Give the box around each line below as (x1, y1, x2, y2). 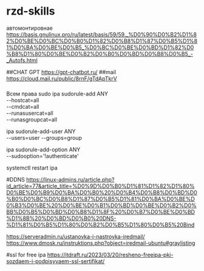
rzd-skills (6, 4, 55, 18)
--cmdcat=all (6, 103, 39, 110)
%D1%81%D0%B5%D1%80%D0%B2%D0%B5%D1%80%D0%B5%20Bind (6, 221, 195, 228)
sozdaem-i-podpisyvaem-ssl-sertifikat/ (6, 257, 105, 265)
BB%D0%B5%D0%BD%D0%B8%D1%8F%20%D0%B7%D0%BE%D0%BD (6, 208, 195, 215)
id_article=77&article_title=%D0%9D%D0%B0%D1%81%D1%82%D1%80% (6, 182, 195, 190)
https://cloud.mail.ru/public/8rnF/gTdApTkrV (6, 75, 117, 82)
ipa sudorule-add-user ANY (6, 128, 76, 135)
